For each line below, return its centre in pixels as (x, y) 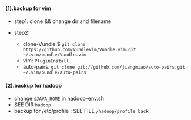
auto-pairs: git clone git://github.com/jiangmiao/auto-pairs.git (104, 67)
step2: (22, 33)
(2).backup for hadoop (34, 85)
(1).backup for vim (28, 8)
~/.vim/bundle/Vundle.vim (54, 55)
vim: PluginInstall (46, 61)
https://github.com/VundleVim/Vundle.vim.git (79, 50)
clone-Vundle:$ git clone (54, 44)
